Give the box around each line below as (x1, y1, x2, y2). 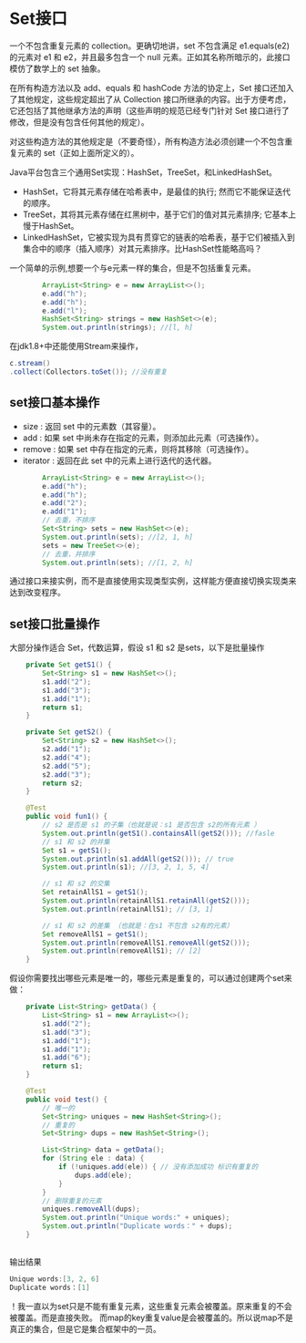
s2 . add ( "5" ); (42, 761, 92, 770)
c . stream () (9, 359, 51, 368)
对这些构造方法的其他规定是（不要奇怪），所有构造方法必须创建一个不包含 (9, 136, 285, 147)
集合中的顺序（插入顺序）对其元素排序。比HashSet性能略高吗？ (22, 243, 262, 253)
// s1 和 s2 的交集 (42, 879, 111, 889)
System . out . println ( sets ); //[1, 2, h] (42, 558, 194, 567)
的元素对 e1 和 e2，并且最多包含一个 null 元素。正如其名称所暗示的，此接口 (9, 51, 291, 62)
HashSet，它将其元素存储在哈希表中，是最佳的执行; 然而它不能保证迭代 (22, 186, 291, 197)
